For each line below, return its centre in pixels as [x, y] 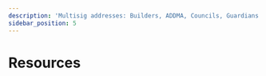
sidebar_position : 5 [43, 23]
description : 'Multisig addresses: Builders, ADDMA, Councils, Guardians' [135, 16]
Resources [45, 63]
